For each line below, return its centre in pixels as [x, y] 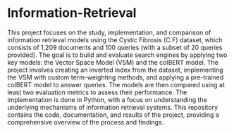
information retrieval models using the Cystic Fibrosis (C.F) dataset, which [115, 39]
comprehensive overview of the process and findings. [86, 122]
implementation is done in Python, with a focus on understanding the [107, 99]
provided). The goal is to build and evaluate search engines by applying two [117, 55]
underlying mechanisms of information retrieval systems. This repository [113, 107]
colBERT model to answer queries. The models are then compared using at [116, 84]
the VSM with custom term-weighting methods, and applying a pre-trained [116, 77]
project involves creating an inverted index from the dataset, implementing [115, 70]
